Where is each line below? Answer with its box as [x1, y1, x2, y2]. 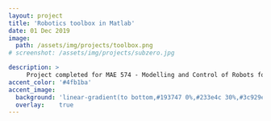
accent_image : [8, 86, 56, 94]
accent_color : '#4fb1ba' [8, 78, 92, 87]
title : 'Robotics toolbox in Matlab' [8, 19, 135, 27]
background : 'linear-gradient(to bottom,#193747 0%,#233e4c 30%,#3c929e [15, 93, 265, 101]
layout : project [8, 11, 63, 20]
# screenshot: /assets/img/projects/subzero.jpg [8, 49, 175, 57]
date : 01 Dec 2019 [8, 26, 70, 34]
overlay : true [15, 101, 74, 109]
